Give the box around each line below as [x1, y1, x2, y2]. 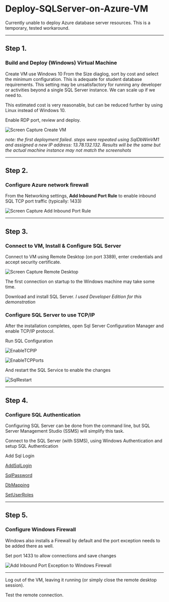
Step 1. [5, 44, 27, 53]
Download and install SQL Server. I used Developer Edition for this [5, 293, 142, 299]
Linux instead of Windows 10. [5, 107, 66, 113]
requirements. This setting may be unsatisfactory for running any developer [5, 81, 162, 87]
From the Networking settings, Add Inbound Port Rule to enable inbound [5, 193, 156, 199]
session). [5, 582, 24, 588]
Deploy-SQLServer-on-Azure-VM [5, 3, 148, 15]
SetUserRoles [5, 491, 34, 497]
